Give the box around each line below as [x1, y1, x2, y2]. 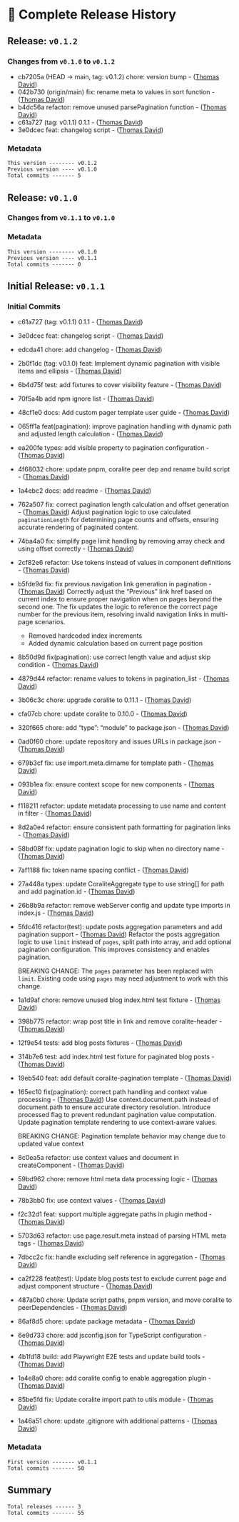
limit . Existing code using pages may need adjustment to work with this [17, 974, 228, 983]
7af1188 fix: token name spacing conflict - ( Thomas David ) [17, 866, 189, 874]
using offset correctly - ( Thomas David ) [17, 544, 134, 553]
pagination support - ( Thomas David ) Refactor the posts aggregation [17, 930, 220, 938]
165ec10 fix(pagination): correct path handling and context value [17, 1088, 208, 1096]
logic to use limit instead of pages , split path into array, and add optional [17, 938, 232, 946]
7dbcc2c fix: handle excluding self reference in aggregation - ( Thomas [17, 1253, 226, 1261]
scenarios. [34, 618, 66, 626]
